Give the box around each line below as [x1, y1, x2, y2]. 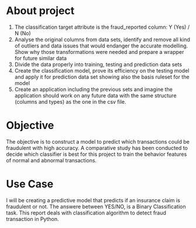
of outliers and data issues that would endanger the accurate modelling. [14, 42, 188, 49]
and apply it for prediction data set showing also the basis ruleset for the [14, 73, 190, 80]
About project [6, 4, 75, 18]
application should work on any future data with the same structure [14, 92, 177, 99]
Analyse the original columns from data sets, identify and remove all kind [14, 36, 190, 43]
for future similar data [14, 55, 67, 62]
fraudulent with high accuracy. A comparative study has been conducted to [6, 144, 188, 151]
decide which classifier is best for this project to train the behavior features [6, 151, 187, 158]
